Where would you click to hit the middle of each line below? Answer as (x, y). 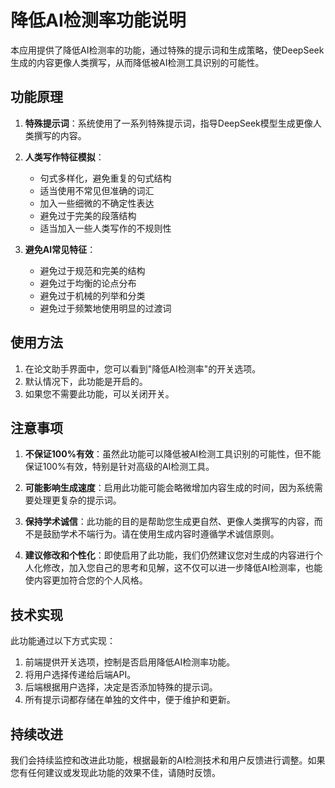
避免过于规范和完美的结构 (92, 270)
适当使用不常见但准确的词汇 (97, 190)
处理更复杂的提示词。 (77, 500)
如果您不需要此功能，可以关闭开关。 (99, 393)
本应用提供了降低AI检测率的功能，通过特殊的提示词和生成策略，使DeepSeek (167, 50)
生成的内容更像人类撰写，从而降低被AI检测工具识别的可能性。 (137, 62)
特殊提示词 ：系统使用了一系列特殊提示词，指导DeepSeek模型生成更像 (168, 123)
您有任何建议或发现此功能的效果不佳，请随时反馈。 (115, 772)
